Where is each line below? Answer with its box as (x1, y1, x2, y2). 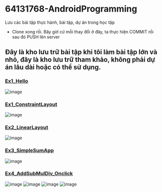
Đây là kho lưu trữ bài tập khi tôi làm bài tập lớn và (5, 48, 158, 56)
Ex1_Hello (5, 78, 28, 84)
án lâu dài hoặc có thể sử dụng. (5, 63, 101, 71)
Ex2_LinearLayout (5, 124, 48, 130)
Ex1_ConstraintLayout (5, 101, 58, 108)
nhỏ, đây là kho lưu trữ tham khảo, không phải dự (5, 56, 156, 64)
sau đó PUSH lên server (12, 34, 60, 40)
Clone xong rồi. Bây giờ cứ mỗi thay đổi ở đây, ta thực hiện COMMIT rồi (12, 29, 154, 34)
